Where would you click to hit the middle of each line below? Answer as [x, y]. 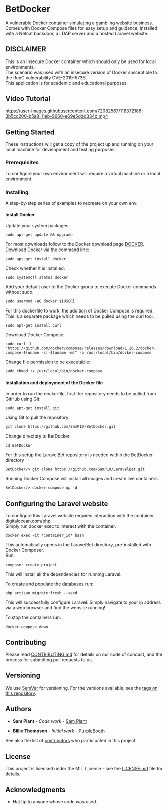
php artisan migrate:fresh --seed [41, 593]
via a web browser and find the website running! [55, 608]
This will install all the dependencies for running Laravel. [63, 574]
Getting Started [30, 132]
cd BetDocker [19, 446]
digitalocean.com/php [28, 521]
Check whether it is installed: [35, 268]
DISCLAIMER [26, 49]
